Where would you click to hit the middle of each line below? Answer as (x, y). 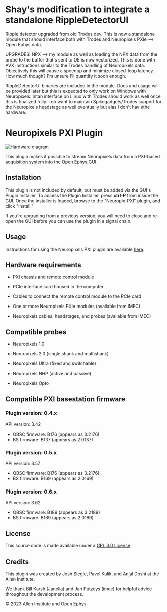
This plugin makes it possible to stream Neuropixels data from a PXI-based (83, 156)
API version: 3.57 (23, 464)
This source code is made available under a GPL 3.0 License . (68, 546)
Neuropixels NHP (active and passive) (52, 374)
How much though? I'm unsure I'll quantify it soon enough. (66, 76)
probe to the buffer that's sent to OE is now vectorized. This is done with (80, 59)
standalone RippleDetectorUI (67, 20)
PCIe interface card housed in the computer (58, 287)
